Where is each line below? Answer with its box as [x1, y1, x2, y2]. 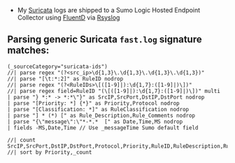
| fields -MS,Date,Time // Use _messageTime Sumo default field [7, 124, 199, 132]
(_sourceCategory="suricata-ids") [7, 63, 108, 70]
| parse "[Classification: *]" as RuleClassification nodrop [7, 106, 190, 113]
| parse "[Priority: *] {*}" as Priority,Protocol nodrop [7, 99, 180, 107]
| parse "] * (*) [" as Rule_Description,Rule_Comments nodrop [7, 112, 196, 119]
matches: [7, 45, 50, 57]
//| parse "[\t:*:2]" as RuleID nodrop [7, 75, 124, 83]
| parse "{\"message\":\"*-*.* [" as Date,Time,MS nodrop [7, 118, 183, 125]
